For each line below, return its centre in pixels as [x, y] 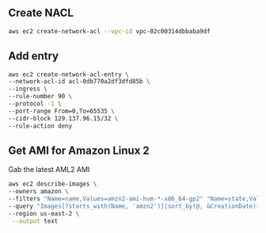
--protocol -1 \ [35, 104]
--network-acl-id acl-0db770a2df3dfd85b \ [79, 82]
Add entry [34, 56]
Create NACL [41, 13]
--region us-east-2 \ [44, 213]
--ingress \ [28, 89]
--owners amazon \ [38, 192]
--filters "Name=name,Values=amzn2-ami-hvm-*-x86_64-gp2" [106, 199]
